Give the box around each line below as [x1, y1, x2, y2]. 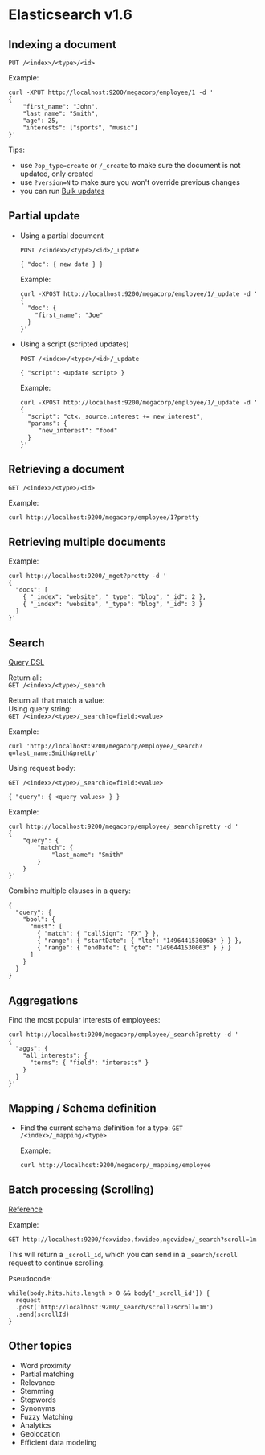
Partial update [8, 209, 80, 223]
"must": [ [29, 923, 63, 931]
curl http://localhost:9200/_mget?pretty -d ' [8, 572, 167, 580]
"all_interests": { [22, 1051, 88, 1060]
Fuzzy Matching [19, 1412, 74, 1421]
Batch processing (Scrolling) [8, 1183, 154, 1197]
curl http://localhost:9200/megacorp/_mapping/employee [19, 1161, 211, 1169]
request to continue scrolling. [8, 1258, 106, 1268]
